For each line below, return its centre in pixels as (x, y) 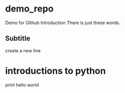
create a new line (23, 50)
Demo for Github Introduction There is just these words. (63, 23)
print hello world (22, 85)
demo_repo (29, 9)
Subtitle (18, 38)
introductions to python (56, 71)
